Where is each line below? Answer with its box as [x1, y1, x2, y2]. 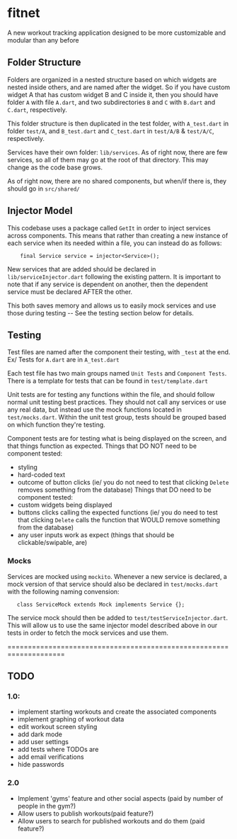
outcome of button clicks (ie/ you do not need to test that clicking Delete [17, 478, 229, 487]
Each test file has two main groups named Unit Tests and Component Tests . [7, 369, 227, 378]
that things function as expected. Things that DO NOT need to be [7, 441, 197, 451]
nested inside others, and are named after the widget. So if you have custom [7, 83, 231, 91]
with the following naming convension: [7, 587, 120, 596]
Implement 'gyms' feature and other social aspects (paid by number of [17, 794, 224, 802]
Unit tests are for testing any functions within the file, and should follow [7, 390, 215, 399]
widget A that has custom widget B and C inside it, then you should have [7, 90, 219, 98]
